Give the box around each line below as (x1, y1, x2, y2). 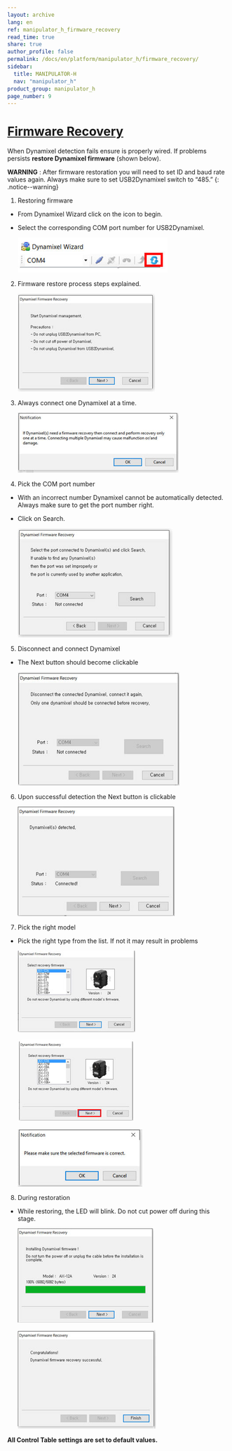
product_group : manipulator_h (7, 85, 96, 93)
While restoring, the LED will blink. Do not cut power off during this (17, 1207, 210, 1215)
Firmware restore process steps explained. (17, 280, 142, 288)
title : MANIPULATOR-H (13, 70, 77, 77)
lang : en (7, 18, 33, 26)
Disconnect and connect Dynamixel (17, 645, 121, 653)
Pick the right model (17, 923, 76, 932)
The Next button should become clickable (17, 658, 139, 667)
